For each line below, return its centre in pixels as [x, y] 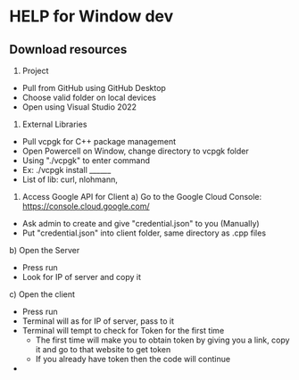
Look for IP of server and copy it [81, 277]
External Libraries [54, 124]
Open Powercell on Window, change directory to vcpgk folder [136, 151]
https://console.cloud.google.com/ [86, 206]
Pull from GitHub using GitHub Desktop [94, 88]
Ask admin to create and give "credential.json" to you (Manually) [141, 223]
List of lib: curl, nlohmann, [70, 179]
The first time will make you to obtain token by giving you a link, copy [162, 340]
